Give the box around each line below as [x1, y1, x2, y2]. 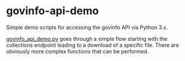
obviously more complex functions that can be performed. [6, 47, 149, 54]
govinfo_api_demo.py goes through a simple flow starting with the [6, 35, 168, 42]
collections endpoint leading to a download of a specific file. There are [6, 41, 180, 49]
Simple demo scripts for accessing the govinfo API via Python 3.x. [6, 24, 168, 31]
